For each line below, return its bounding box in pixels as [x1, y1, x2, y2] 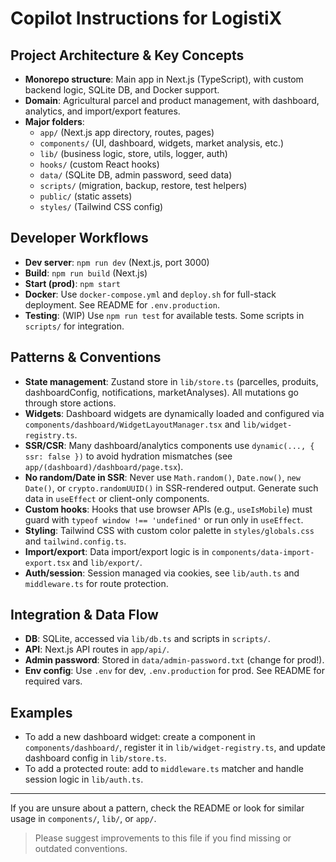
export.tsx [24, 558, 71, 568]
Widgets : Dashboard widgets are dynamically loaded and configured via [24, 407, 325, 419]
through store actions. [24, 397, 117, 409]
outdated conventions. [34, 843, 128, 855]
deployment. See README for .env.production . [24, 298, 220, 311]
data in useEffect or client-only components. [24, 492, 210, 504]
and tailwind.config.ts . [24, 535, 127, 547]
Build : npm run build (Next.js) [24, 267, 148, 279]
